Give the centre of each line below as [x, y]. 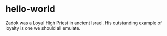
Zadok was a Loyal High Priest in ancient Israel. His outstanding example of [84, 23]
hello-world [30, 9]
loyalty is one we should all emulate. [43, 28]
